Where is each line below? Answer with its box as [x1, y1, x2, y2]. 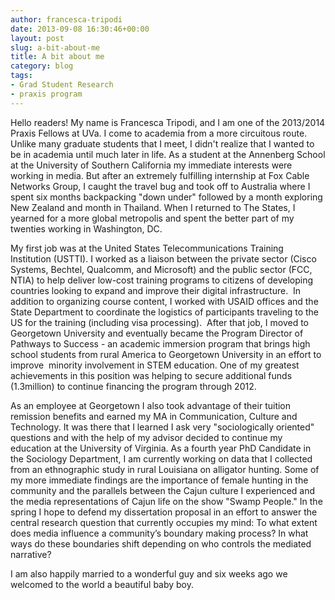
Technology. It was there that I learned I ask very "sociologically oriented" [10, 421, 315, 433]
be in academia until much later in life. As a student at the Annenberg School [10, 148, 326, 160]
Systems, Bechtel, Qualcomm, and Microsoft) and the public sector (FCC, [10, 263, 313, 275]
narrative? [10, 548, 52, 560]
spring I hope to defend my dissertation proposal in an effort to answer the [10, 506, 318, 518]
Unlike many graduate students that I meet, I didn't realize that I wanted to [10, 137, 315, 150]
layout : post [10, 33, 65, 43]
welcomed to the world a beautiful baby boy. [10, 578, 195, 590]
